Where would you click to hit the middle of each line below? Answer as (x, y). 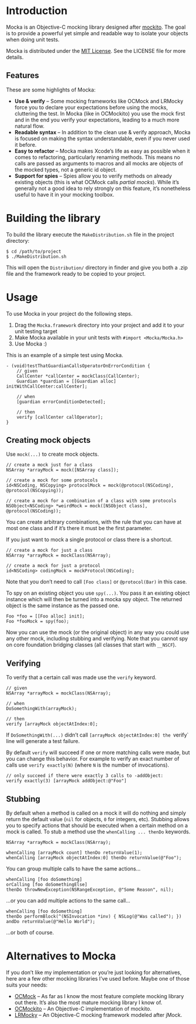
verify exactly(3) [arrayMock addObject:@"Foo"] (66, 781)
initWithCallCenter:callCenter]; (47, 386)
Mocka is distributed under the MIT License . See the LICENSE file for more (96, 50)
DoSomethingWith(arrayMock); (42, 709)
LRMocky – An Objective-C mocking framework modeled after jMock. (98, 1015)
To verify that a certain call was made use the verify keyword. (81, 677)
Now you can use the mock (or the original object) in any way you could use (98, 632)
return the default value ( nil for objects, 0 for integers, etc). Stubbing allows (98, 819)
